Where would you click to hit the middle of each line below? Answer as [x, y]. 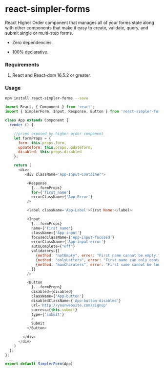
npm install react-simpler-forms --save [47, 98]
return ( [23, 165]
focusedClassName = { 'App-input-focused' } [73, 237]
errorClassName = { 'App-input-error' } [68, 242]
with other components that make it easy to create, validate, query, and [77, 27]
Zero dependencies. [32, 42]
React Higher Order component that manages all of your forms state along [80, 23]
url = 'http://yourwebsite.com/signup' [70, 305]
